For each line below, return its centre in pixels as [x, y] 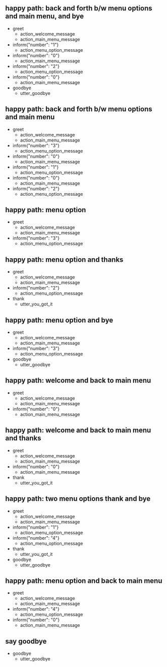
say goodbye [26, 641]
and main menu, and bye [45, 16]
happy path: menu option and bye [59, 320]
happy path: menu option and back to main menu [84, 581]
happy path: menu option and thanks [64, 259]
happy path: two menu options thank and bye [78, 499]
